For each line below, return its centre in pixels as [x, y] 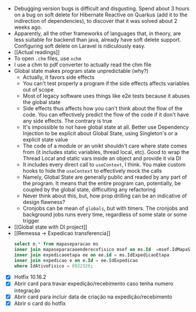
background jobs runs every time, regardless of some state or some [105, 214]
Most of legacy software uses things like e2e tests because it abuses [106, 96]
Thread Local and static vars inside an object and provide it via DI [102, 158]
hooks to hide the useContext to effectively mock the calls [92, 171]
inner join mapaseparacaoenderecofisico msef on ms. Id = [86, 249]
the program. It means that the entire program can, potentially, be [102, 183]
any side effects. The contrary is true [67, 121]
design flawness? [44, 202]
